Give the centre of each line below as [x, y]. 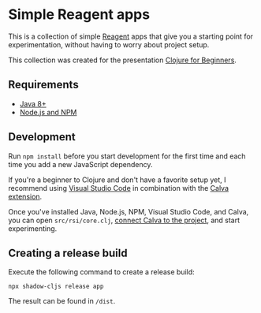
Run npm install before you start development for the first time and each [127, 156]
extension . [25, 196]
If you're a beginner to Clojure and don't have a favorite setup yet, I [117, 180]
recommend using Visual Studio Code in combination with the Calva [119, 188]
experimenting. [33, 228]
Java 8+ [33, 103]
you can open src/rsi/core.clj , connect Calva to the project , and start [124, 220]
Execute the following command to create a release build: [101, 272]
